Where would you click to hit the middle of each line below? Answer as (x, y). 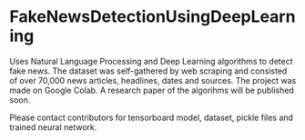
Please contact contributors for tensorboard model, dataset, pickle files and (152, 117)
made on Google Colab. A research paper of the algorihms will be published (152, 90)
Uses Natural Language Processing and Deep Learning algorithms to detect (151, 61)
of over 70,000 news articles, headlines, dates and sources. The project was (153, 80)
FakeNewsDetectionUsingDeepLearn (152, 17)
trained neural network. (53, 127)
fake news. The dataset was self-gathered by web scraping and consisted (148, 71)
